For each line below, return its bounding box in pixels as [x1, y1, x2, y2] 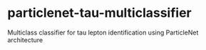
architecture [7, 35, 43, 44]
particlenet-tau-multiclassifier [7, 5, 192, 21]
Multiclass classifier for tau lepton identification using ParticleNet [7, 28, 199, 37]
